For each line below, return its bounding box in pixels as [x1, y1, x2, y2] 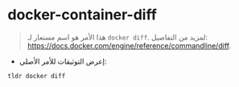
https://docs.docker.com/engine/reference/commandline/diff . [27, 40, 231, 50]
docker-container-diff [7, 6, 158, 24]
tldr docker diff [7, 72, 66, 80]
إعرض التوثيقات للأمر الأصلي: [19, 56, 107, 66]
